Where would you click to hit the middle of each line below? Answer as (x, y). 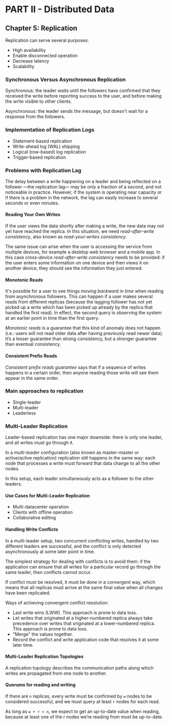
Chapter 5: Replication (41, 28)
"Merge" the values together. (43, 634)
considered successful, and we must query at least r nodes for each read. (83, 701)
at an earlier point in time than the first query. (52, 318)
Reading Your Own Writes (33, 215)
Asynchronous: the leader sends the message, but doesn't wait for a (77, 111)
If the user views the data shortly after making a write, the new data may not (85, 226)
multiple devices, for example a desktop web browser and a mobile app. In (83, 252)
